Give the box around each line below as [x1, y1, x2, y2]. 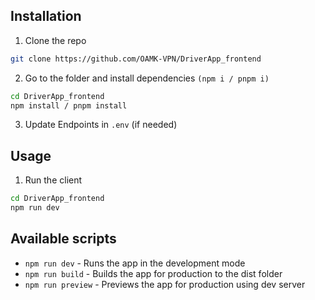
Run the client [24, 174, 83, 186]
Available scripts [10, 230, 117, 248]
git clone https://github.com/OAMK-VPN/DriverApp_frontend [10, 54, 262, 64]
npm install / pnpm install [10, 100, 128, 111]
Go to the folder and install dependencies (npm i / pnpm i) [24, 72, 270, 84]
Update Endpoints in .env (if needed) [24, 119, 178, 131]
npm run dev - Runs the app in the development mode [24, 257, 246, 269]
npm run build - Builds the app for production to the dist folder [24, 267, 283, 279]
